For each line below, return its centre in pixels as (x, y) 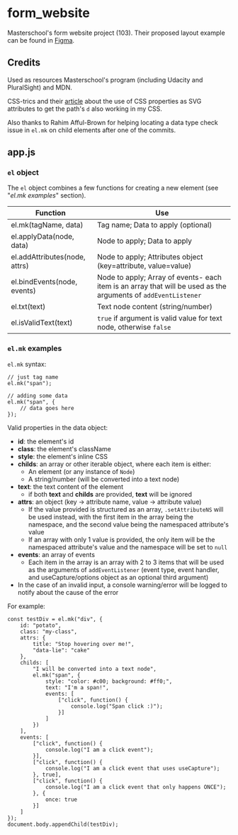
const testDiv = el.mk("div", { (55, 619)
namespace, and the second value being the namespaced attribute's (128, 524)
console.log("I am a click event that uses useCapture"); (132, 768)
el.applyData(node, (42, 237)
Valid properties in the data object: (58, 427)
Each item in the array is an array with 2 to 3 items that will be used (126, 562)
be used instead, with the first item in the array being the (110, 517)
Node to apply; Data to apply (144, 241)
